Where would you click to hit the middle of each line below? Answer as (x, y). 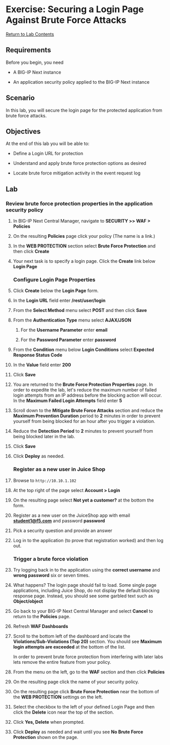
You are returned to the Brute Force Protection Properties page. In (83, 384)
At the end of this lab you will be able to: (48, 144)
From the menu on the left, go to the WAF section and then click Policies (89, 672)
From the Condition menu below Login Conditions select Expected (83, 350)
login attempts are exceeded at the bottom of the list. (69, 647)
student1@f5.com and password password (59, 520)
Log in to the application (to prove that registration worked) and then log (88, 540)
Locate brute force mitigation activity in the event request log (77, 173)
